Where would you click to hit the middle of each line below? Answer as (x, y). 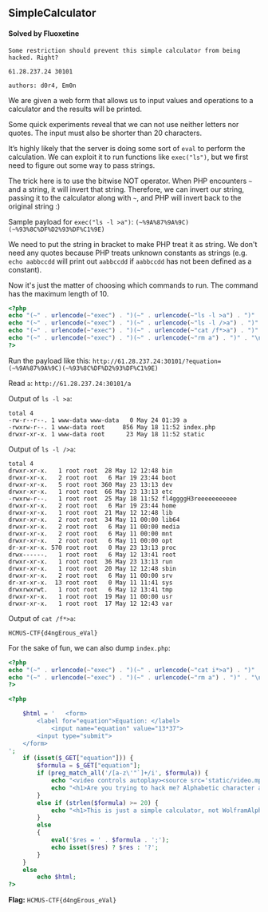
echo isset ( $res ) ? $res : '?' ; (104, 847)
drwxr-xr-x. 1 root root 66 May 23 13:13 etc (91, 492)
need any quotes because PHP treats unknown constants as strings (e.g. (128, 253)
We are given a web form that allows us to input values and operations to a (131, 100)
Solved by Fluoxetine (44, 33)
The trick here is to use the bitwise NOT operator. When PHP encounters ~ (130, 181)
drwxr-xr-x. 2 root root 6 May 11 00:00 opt (91, 540)
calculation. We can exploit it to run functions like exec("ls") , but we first (128, 157)
